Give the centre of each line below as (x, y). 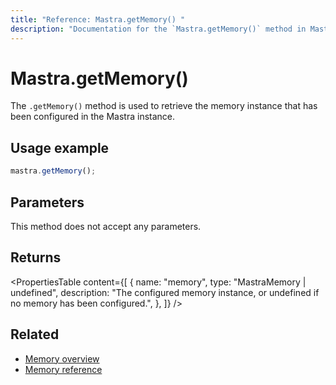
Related (35, 334)
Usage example (60, 147)
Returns (36, 257)
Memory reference (63, 369)
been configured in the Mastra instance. (93, 117)
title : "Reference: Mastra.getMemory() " (98, 19)
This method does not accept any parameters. (106, 226)
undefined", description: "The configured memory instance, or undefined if (165, 292)
